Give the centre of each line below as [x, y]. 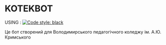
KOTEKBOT [29, 9]
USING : [13, 22]
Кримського [18, 37]
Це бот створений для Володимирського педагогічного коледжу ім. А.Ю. [83, 32]
